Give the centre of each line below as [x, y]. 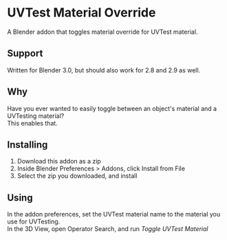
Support [25, 53]
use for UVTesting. [34, 221]
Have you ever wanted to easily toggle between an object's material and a [112, 108]
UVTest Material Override [82, 13]
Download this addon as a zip [59, 161]
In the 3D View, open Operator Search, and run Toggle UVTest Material [108, 229]
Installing [28, 144]
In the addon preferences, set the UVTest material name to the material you [114, 214]
